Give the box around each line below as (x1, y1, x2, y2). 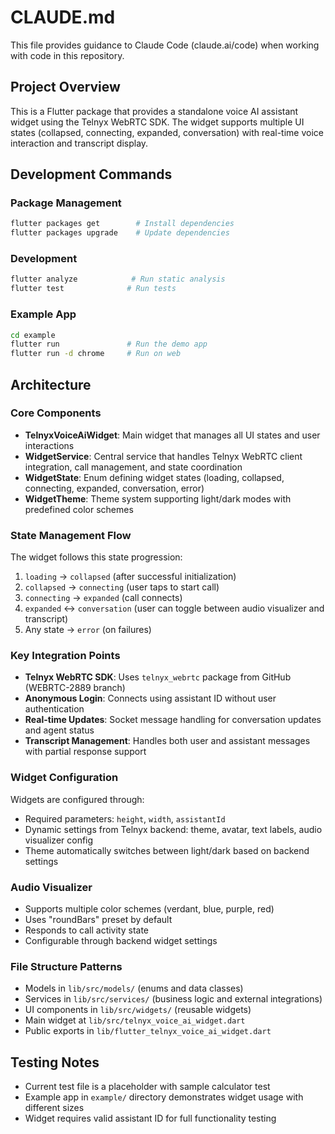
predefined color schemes (24, 503, 134, 515)
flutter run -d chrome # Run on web (10, 349, 182, 359)
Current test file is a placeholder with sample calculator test (24, 1081, 271, 1093)
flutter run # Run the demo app (10, 339, 208, 350)
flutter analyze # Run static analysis (10, 274, 226, 285)
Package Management (10, 196, 122, 210)
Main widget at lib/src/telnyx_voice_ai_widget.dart (24, 1014, 246, 1026)
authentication (24, 703, 85, 715)
